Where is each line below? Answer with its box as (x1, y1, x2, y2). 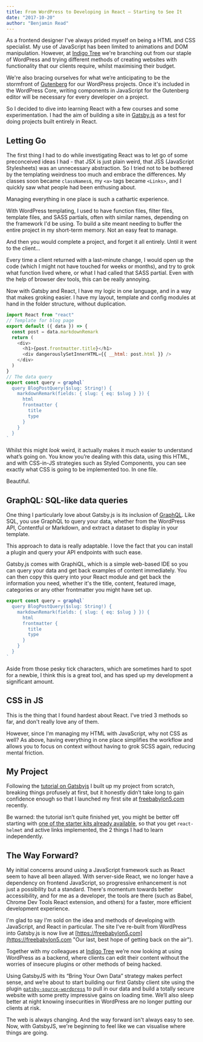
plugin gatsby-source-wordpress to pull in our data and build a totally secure (6, 985, 195, 992)
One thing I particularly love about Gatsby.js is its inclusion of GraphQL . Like (6, 511, 195, 519)
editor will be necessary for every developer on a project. (6, 93, 149, 100)
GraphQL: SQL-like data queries (6, 495, 128, 505)
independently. (6, 833, 43, 840)
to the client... (6, 244, 40, 252)
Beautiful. (6, 477, 30, 485)
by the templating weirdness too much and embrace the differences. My (6, 171, 186, 179)
